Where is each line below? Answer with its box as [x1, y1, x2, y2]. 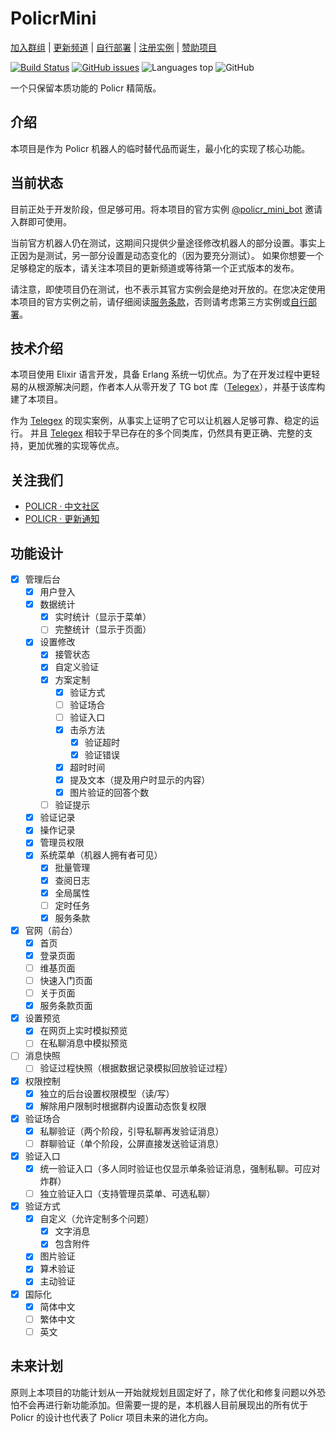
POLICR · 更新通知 [24, 513, 100, 525]
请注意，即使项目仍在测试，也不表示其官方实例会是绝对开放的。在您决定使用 [10, 283, 326, 295]
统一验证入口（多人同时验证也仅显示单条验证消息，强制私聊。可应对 [39, 1162, 321, 1174]
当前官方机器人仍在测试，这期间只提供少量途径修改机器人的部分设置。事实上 [10, 237, 326, 249]
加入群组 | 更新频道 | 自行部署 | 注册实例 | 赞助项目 [10, 41, 218, 53]
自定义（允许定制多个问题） [39, 1213, 155, 1225]
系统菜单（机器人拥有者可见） [39, 849, 163, 861]
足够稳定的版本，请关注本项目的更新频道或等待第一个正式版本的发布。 [10, 262, 300, 274]
